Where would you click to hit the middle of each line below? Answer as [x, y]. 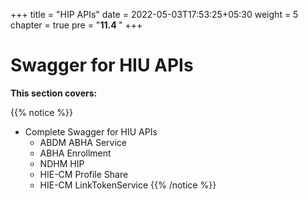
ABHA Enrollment [75, 153]
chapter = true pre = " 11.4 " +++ [76, 25]
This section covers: [54, 93]
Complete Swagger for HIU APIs [91, 131]
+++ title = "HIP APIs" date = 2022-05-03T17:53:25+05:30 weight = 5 [154, 14]
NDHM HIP [62, 163]
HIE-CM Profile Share [84, 174]
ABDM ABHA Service [83, 142]
